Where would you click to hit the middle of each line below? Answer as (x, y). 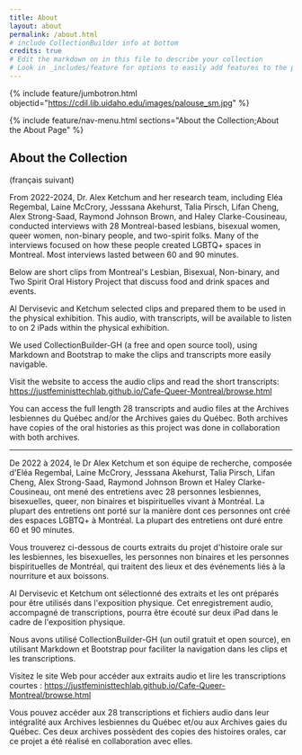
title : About (34, 18)
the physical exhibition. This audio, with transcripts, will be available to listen (151, 318)
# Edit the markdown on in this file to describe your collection (136, 59)
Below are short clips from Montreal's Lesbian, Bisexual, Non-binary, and (145, 271)
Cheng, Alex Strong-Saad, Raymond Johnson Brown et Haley (123, 482)
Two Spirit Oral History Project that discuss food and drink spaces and (139, 281)
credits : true (36, 51)
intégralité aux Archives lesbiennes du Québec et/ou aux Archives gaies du (148, 722)
